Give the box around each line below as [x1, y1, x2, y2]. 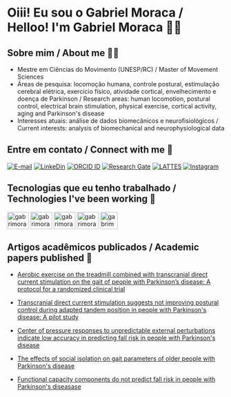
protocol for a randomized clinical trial [17, 285, 125, 293]
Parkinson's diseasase [17, 383, 81, 391]
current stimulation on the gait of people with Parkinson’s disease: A [17, 278, 211, 286]
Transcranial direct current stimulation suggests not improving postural [17, 298, 219, 307]
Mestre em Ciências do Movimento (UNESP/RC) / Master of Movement [17, 66, 219, 73]
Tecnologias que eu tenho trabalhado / [7, 182, 177, 194]
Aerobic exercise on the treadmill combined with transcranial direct [17, 271, 208, 279]
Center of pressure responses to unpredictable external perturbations [17, 327, 216, 335]
